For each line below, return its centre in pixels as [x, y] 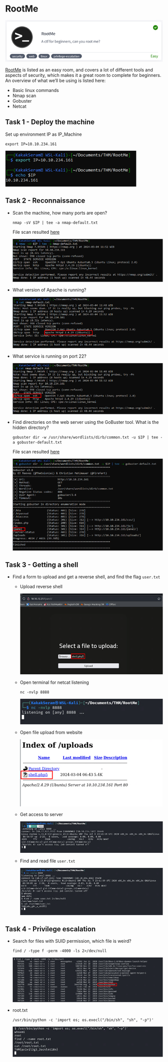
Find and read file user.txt [47, 861]
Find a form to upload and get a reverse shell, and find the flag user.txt [86, 577]
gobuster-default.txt [40, 442]
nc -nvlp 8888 [34, 692]
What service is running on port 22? [49, 356]
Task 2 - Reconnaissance [45, 201]
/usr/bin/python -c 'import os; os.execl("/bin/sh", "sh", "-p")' [83, 1020]
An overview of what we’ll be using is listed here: [55, 80]
